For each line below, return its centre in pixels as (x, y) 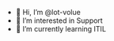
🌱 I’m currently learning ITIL (61, 29)
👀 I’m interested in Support (59, 20)
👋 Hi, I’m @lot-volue (48, 12)
